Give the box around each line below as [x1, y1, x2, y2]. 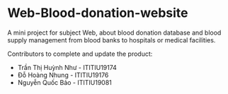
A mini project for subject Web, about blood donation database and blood [7, 28, 222, 37]
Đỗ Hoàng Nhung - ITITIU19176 [17, 71, 109, 79]
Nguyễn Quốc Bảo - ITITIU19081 [17, 78, 112, 86]
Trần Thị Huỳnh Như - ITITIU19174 [17, 63, 117, 71]
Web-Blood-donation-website [7, 5, 189, 21]
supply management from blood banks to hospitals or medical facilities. [7, 35, 216, 44]
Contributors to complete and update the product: [7, 49, 153, 58]
